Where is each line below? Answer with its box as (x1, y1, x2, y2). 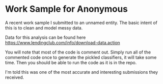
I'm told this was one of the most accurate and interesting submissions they (5, 69, 158, 75)
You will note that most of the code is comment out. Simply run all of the (5, 49, 151, 55)
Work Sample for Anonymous (5, 3, 128, 15)
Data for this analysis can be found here (5, 34, 86, 40)
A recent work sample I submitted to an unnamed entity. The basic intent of (5, 20, 158, 26)
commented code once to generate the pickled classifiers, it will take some (5, 54, 157, 60)
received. (5, 74, 25, 80)
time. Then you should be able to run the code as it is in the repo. (5, 59, 137, 65)
